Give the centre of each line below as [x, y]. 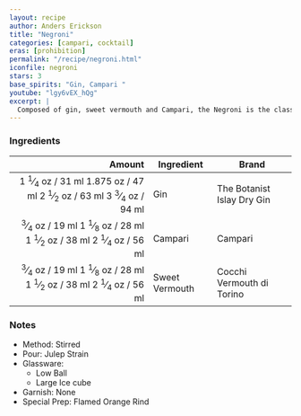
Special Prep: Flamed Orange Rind [86, 402]
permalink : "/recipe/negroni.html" [76, 59]
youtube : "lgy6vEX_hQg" [54, 93]
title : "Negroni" [42, 34]
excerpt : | [30, 101]
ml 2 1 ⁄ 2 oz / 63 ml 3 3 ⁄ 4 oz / [86, 196]
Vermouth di [242, 283]
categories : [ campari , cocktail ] [72, 43]
